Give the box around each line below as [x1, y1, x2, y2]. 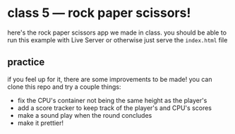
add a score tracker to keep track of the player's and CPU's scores [17, 104, 212, 112]
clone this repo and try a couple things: [7, 83, 121, 91]
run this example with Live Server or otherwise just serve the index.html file [7, 35, 228, 44]
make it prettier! [17, 118, 64, 127]
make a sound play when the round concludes [17, 111, 152, 119]
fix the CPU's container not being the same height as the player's [17, 96, 207, 104]
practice [7, 56, 45, 68]
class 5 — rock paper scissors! [7, 5, 191, 21]
